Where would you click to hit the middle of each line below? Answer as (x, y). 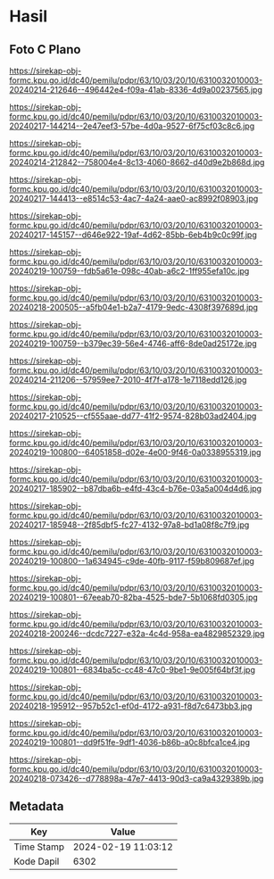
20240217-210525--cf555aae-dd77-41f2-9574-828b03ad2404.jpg (133, 416)
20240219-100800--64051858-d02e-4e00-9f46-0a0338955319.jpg (135, 452)
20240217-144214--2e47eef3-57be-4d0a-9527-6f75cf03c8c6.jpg (132, 126)
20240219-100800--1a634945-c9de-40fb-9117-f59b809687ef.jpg (132, 561)
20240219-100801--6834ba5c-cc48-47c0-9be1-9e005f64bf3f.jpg (133, 670)
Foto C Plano (45, 50)
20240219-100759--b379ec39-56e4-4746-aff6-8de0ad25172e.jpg (133, 344)
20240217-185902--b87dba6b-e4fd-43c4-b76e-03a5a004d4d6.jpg (135, 489)
